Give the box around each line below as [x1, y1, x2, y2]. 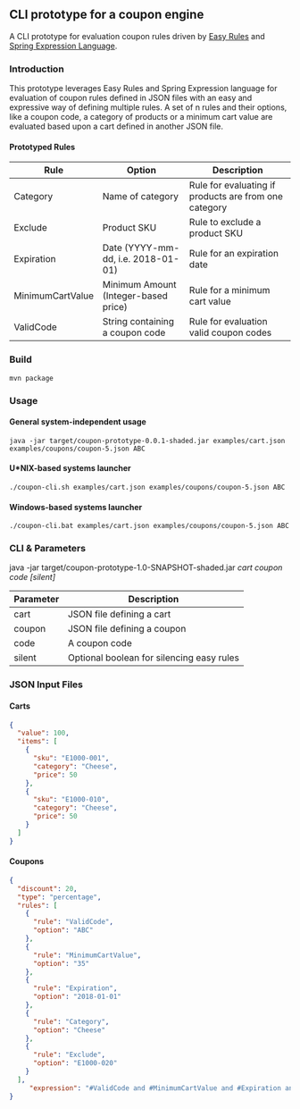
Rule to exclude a [188, 216, 262, 229]
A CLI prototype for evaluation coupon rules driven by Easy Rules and [9, 30, 265, 41]
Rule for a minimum [188, 284, 271, 297]
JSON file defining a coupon [67, 623, 187, 635]
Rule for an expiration [188, 248, 279, 260]
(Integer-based [102, 290, 168, 302]
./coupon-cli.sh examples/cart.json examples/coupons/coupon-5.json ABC [9, 483, 286, 491]
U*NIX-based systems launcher [9, 463, 131, 474]
